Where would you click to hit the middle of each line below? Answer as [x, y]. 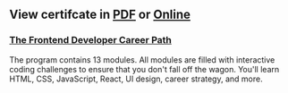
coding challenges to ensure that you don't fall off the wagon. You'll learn [144, 69]
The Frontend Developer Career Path [91, 40]
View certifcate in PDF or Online [100, 15]
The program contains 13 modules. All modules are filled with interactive [142, 59]
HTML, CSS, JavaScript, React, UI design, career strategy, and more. [136, 79]
